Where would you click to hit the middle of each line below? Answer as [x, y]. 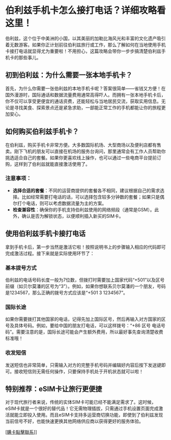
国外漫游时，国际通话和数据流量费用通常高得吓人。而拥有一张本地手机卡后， [85, 94]
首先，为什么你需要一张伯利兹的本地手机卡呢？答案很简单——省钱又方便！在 [85, 88]
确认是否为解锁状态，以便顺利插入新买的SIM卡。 [73, 216]
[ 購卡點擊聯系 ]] [21, 432]
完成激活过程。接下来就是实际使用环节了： [50, 253]
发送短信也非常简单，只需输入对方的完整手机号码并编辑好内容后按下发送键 [83, 365]
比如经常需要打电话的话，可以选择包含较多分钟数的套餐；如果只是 [91, 197]
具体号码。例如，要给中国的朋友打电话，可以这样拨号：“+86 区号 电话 [88, 326]
